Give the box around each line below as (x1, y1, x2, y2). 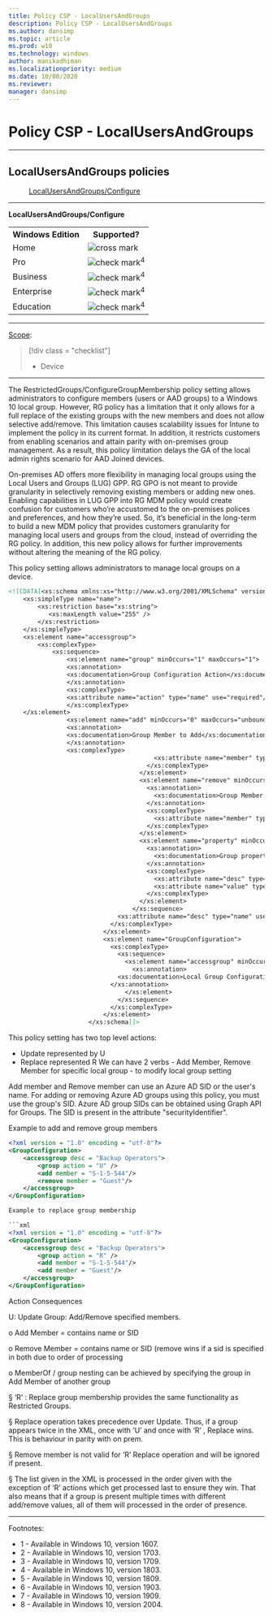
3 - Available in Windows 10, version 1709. (19, 1556, 161, 1566)
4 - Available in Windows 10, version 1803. (19, 1565, 162, 1575)
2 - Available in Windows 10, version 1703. (19, 1547, 161, 1557)
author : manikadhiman (8, 58, 82, 66)
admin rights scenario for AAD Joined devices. (8, 454, 165, 464)
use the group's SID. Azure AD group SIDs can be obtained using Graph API (8, 1099, 262, 1109)
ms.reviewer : (8, 80, 53, 88)
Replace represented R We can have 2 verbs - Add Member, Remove (19, 1057, 251, 1067)
